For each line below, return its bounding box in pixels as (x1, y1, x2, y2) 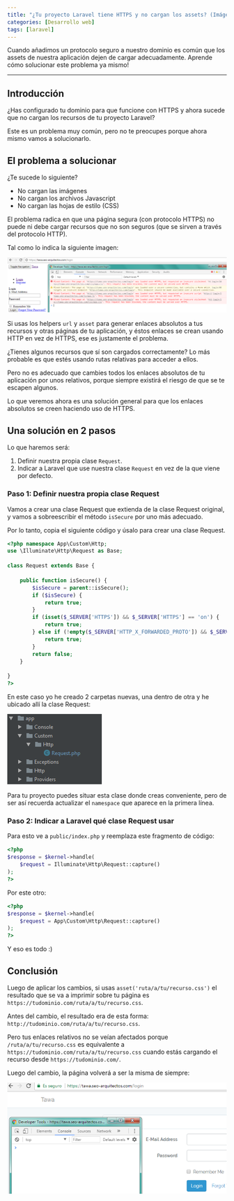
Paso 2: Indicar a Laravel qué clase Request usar (7, 816, 174, 826)
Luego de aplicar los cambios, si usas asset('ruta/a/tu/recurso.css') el (7, 983, 217, 992)
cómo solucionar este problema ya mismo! (7, 61, 130, 69)
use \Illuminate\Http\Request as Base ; (7, 548, 123, 555)
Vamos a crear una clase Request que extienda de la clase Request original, (7, 505, 225, 513)
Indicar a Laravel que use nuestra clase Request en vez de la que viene (17, 464, 221, 472)
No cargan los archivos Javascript (17, 194, 116, 202)
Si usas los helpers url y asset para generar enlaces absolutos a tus (7, 320, 203, 328)
